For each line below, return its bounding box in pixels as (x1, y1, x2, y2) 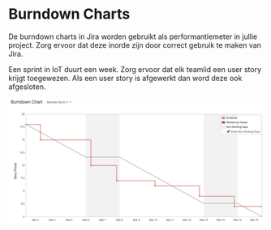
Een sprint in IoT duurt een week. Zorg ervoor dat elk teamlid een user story (8, 64, 262, 74)
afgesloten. (8, 82, 46, 92)
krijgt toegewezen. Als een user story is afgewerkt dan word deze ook (8, 73, 243, 83)
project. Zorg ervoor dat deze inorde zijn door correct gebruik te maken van (8, 40, 262, 49)
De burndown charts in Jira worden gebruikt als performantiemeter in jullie (8, 32, 258, 41)
